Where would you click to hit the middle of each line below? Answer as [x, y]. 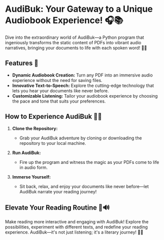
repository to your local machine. [53, 143]
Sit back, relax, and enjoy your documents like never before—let [84, 186]
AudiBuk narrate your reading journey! [58, 191]
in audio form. [34, 167]
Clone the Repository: [35, 128]
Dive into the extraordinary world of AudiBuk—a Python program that [75, 37]
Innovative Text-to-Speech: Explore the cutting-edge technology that [83, 85]
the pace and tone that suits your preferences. [59, 101]
